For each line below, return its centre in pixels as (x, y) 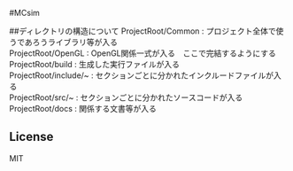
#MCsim (24, 13)
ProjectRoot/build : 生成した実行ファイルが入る (94, 64)
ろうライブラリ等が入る (75, 42)
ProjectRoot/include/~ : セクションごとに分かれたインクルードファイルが (142, 75)
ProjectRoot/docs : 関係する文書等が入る (83, 109)
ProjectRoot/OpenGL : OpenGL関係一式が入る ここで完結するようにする (143, 53)
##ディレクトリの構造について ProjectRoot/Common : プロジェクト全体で (143, 31)
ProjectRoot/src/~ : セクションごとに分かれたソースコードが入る (126, 97)
